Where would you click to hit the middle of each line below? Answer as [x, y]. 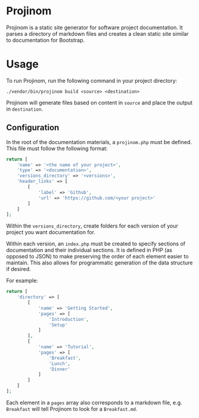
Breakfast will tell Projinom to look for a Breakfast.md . [72, 408]
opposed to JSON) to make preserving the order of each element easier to [97, 257]
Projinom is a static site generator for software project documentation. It [94, 27]
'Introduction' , [69, 319]
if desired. [18, 269]
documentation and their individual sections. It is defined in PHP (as [89, 250]
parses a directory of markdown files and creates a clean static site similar [97, 33]
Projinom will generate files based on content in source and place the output [99, 102]
